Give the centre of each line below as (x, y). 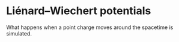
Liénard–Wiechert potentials (79, 11)
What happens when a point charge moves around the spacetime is (90, 27)
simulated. (19, 33)
